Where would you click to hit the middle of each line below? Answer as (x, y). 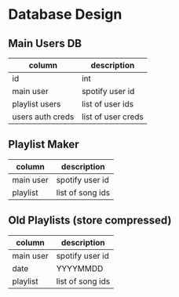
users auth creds (43, 117)
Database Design (65, 14)
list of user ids (108, 104)
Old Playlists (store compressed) (90, 221)
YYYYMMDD (80, 268)
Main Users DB (45, 43)
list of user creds (112, 117)
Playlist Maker (44, 145)
